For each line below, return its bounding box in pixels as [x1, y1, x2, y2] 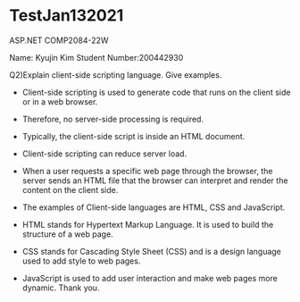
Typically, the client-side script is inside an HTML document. [21, 130, 246, 141]
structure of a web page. [21, 229, 113, 239]
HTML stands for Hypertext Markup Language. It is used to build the [21, 219, 274, 230]
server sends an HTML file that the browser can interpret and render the [21, 175, 288, 186]
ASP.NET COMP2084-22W [9, 35, 109, 46]
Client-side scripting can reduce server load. [21, 148, 187, 159]
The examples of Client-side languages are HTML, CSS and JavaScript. [21, 202, 286, 213]
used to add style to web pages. [21, 256, 141, 266]
